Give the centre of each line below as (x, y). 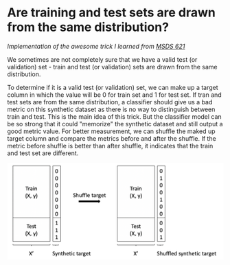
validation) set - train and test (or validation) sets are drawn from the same (112, 67)
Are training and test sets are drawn (112, 13)
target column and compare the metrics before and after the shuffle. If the (112, 138)
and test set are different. (43, 153)
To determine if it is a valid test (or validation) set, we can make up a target (113, 87)
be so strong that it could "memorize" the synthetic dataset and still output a (115, 124)
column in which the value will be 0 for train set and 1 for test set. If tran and (114, 95)
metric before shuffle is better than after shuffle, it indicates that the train (110, 146)
